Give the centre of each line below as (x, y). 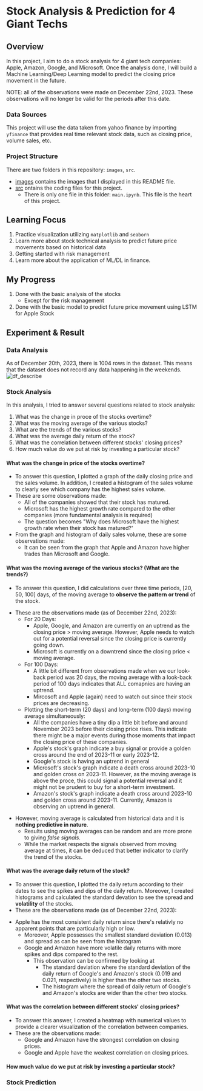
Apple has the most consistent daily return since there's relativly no (99, 921)
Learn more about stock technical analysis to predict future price (96, 241)
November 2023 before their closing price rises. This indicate (110, 729)
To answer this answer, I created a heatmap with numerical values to (101, 1020)
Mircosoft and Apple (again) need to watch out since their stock (113, 697)
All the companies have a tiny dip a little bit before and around (110, 722)
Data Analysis (27, 349)
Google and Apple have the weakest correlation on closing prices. (106, 1053)
